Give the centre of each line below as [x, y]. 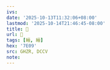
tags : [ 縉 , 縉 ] [25, 40]
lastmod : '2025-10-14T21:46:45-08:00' [56, 23]
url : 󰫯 [15, 35]
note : [13, 57]
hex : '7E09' [22, 46]
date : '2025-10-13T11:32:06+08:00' [52, 18]
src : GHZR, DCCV [27, 52]
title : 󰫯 [18, 29]
